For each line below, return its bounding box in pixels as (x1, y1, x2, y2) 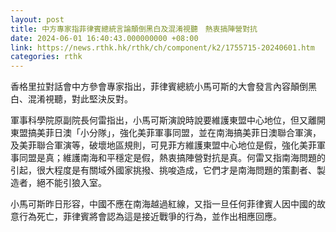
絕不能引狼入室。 (36, 177, 107, 189)
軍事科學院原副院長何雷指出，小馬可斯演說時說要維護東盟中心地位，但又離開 (10, 114, 326, 126)
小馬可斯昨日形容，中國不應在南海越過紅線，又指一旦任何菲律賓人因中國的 (10, 198, 317, 210)
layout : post (10, 14, 65, 25)
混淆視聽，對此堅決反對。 (27, 93, 133, 105)
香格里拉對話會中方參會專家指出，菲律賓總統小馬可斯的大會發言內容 (10, 81, 291, 93)
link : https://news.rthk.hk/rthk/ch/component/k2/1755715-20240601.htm (10, 42, 315, 53)
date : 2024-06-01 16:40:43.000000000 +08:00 (10, 33, 199, 43)
